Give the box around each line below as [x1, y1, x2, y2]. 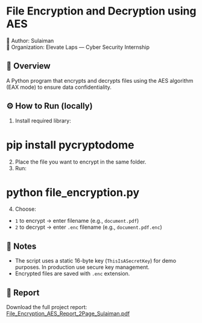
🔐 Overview [6, 61, 51, 71]
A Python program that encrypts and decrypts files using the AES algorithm [6, 77, 194, 84]
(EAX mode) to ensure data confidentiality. [6, 83, 112, 91]
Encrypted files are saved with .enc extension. [14, 270, 130, 277]
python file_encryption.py [6, 185, 140, 199]
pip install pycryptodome [6, 138, 134, 152]
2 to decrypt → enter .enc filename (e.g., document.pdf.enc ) [14, 223, 162, 231]
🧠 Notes [6, 241, 37, 251]
